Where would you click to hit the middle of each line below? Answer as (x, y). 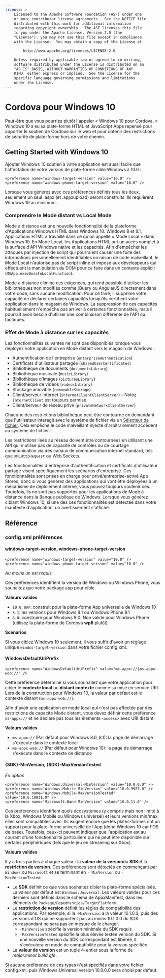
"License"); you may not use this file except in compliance (78, 38)
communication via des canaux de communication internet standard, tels (79, 451)
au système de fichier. (28, 431)
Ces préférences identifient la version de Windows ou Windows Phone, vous (83, 582)
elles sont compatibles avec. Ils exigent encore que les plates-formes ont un (82, 822)
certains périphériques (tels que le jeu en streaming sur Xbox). (68, 843)
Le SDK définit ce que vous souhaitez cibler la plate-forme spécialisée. (84, 887)
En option (15, 776)
